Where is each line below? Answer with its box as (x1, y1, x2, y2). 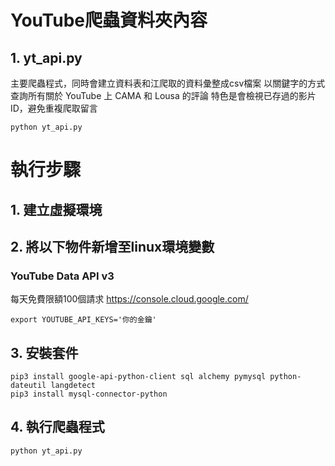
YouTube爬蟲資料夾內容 (10, 9, 208, 32)
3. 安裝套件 (10, 344, 79, 361)
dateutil (10, 381, 47, 391)
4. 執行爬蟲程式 (10, 419, 105, 436)
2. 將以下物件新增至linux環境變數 (10, 238, 215, 255)
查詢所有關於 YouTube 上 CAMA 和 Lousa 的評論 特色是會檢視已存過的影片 (10, 90, 317, 101)
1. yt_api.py (10, 49, 83, 66)
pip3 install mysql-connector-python (10, 389, 168, 400)
